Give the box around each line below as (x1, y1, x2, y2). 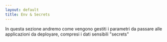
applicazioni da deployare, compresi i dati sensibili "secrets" (5, 31, 129, 37)
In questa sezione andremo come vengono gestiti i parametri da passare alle (5, 25, 163, 31)
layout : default (5, 7, 39, 12)
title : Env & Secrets (5, 12, 50, 17)
